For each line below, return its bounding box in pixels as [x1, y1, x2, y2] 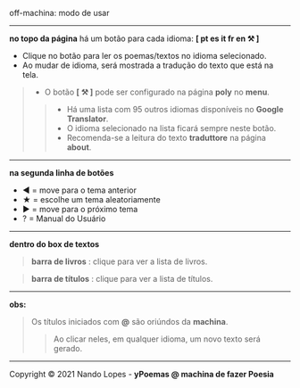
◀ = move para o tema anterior [21, 185, 137, 195]
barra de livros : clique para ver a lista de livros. [30, 256, 208, 267]
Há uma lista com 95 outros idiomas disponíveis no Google [66, 104, 284, 114]
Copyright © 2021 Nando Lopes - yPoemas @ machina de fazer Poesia [9, 369, 274, 379]
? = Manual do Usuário [21, 213, 106, 224]
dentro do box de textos [9, 239, 100, 249]
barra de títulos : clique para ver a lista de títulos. [30, 274, 213, 284]
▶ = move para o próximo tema [21, 204, 138, 214]
